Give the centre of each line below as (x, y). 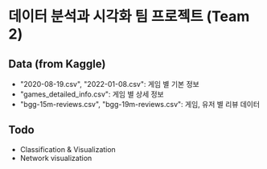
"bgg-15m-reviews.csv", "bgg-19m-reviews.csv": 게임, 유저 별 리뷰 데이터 (140, 104)
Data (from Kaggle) (57, 64)
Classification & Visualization (68, 149)
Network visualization (56, 158)
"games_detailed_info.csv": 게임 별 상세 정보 (92, 94)
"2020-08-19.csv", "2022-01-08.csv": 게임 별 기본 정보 (109, 84)
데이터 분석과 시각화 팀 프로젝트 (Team (129, 16)
